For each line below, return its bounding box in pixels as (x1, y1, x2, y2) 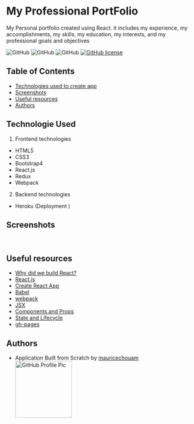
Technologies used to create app (14, 82, 97, 89)
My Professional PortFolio (6, 4, 139, 18)
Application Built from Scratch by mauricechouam (14, 355, 139, 361)
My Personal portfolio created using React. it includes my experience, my (6, 24, 188, 31)
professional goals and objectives (6, 37, 90, 44)
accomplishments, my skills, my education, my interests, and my (6, 30, 166, 37)
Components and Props (14, 308, 74, 315)
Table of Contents (6, 66, 75, 77)
